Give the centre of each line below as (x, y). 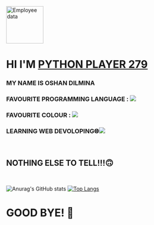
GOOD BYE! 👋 (40, 213)
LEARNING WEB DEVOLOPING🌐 (53, 131)
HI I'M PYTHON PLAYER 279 (77, 64)
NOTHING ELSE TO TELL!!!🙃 (60, 163)
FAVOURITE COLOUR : (39, 115)
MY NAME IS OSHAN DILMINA (51, 83)
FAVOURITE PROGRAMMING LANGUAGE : (67, 99)
